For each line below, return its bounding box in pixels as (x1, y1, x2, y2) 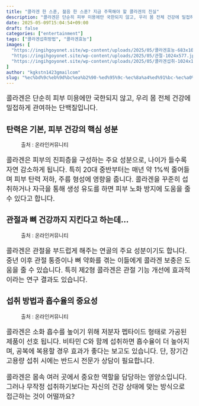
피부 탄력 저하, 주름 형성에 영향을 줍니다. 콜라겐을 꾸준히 (14, 175, 181, 184)
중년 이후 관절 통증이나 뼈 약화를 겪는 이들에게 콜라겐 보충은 (6, 256, 183, 264)
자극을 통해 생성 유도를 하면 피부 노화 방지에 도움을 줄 (32, 184, 191, 193)
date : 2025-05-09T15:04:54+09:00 (6, 20, 89, 25)
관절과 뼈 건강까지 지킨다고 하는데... (6, 215, 129, 225)
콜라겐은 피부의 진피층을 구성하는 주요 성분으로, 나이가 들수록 (6, 155, 187, 164)
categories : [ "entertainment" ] (6, 31, 84, 37)
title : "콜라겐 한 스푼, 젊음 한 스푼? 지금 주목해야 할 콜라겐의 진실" (6, 8, 159, 15)
